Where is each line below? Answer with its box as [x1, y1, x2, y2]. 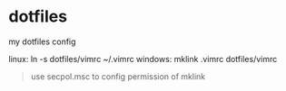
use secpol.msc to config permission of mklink [30, 70, 206, 82]
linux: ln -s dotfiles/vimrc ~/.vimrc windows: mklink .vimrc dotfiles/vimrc [8, 53, 278, 64]
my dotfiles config [8, 36, 76, 47]
